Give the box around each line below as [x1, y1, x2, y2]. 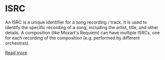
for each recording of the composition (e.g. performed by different [5, 35, 140, 41]
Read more [5, 50, 28, 56]
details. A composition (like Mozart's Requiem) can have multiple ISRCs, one [5, 30, 160, 35]
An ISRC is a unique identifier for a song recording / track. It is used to [5, 19, 147, 25]
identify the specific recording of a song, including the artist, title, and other [5, 24, 159, 30]
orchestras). [5, 40, 30, 46]
